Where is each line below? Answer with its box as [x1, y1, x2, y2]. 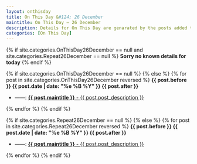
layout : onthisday [6, 8, 51, 15]
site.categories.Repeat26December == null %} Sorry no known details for [6, 53, 186, 60]
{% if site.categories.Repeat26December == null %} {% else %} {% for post [6, 117, 190, 124]
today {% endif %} [6, 59, 52, 66]
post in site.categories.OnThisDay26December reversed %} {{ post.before [6, 77, 187, 84]
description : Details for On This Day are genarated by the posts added [6, 25, 188, 31]
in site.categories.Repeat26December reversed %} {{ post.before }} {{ [6, 123, 178, 130]
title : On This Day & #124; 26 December [6, 14, 104, 20]
